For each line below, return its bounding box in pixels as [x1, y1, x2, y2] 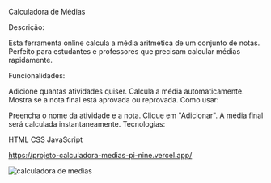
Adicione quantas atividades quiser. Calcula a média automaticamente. [8, 86, 244, 96]
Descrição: [8, 23, 44, 31]
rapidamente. [8, 56, 53, 64]
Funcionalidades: [8, 71, 66, 80]
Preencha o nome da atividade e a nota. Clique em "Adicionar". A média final [8, 110, 264, 120]
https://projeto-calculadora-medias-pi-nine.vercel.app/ [8, 151, 193, 160]
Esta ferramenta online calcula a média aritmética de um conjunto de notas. [8, 38, 260, 48]
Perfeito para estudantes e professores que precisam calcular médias [8, 47, 241, 56]
